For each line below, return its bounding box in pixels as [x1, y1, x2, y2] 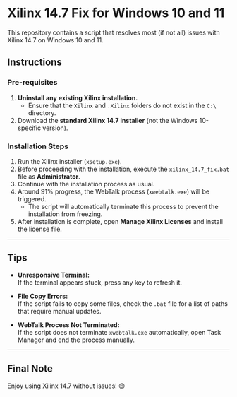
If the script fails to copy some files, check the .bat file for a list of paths [17, 299, 228, 308]
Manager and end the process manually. [17, 336, 135, 344]
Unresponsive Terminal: [17, 271, 90, 279]
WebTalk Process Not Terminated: [17, 320, 120, 329]
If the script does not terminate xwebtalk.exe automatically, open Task [17, 328, 221, 336]
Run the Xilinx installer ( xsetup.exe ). [17, 157, 122, 165]
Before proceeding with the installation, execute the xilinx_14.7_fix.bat [17, 165, 230, 173]
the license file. [17, 225, 62, 233]
